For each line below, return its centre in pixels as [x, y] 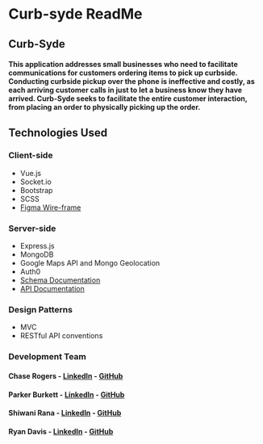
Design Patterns [40, 310]
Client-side [31, 156]
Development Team [47, 357]
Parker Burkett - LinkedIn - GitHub [67, 394]
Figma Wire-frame [50, 207]
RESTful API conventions [61, 336]
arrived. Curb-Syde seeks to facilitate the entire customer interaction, [128, 98]
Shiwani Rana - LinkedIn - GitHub [65, 413]
